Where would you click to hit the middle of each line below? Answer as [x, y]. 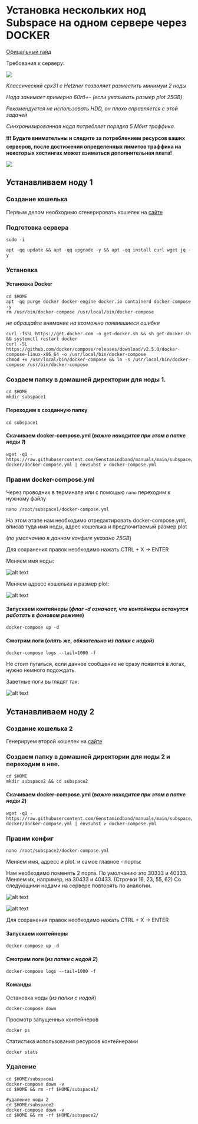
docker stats [22, 1052]
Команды [19, 984]
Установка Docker [29, 284]
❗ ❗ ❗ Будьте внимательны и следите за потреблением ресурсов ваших [96, 138]
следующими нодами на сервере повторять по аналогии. [79, 886]
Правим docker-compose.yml [51, 479]
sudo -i [16, 240]
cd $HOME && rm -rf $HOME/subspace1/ [52, 1089]
